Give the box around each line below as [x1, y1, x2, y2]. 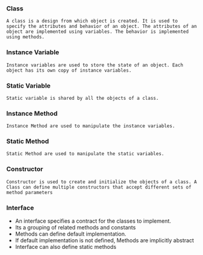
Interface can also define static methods [15, 243, 117, 251]
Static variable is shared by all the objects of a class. [6, 95, 159, 101]
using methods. [6, 34, 45, 40]
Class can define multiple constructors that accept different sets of [6, 184, 191, 190]
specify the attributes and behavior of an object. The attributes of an [6, 23, 198, 30]
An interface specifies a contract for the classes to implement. [15, 217, 171, 225]
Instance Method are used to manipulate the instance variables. [6, 123, 175, 129]
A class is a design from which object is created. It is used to [6, 18, 178, 24]
